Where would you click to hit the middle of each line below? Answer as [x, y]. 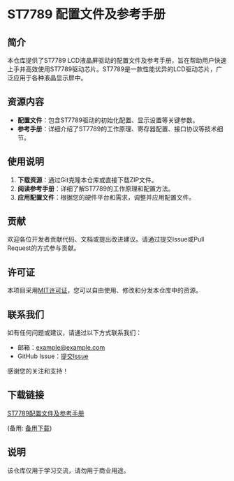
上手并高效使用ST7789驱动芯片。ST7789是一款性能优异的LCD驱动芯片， [112, 69]
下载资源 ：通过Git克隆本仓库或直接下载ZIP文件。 [87, 179]
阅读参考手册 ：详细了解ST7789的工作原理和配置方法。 [96, 188]
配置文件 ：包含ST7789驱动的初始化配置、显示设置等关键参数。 [108, 120]
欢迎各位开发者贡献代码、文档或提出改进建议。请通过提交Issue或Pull [106, 239]
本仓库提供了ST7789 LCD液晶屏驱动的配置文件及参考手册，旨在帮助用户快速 [117, 60]
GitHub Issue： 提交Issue [53, 356]
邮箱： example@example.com [61, 348]
